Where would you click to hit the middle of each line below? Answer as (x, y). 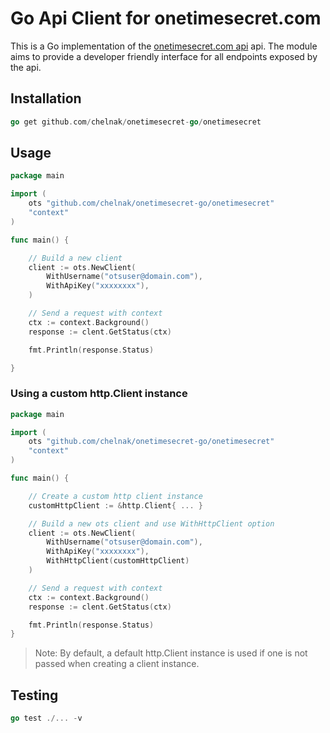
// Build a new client (75, 258)
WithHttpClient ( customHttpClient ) (118, 561)
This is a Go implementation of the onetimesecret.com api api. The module (164, 46)
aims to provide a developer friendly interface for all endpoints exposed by (164, 56)
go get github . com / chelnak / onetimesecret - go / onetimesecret (136, 122)
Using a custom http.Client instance (99, 394)
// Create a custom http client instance (115, 496)
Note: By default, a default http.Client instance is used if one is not (171, 653)
